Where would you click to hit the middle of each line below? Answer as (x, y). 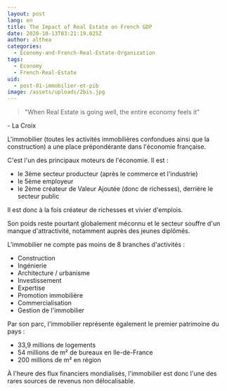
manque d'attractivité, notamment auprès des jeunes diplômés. (99, 231)
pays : (16, 331)
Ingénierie (32, 266)
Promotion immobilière (50, 296)
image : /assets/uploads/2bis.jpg (56, 92)
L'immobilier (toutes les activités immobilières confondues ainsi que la (108, 139)
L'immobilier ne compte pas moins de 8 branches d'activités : (96, 245)
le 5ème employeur (45, 181)
